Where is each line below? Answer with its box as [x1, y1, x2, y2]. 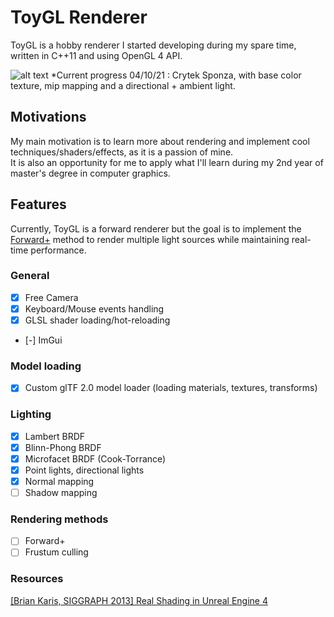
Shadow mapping [24, 487, 98, 499]
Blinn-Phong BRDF [24, 441, 102, 453]
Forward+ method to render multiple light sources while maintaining [10, 233, 290, 245]
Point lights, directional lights [24, 464, 145, 476]
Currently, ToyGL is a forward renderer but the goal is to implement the [10, 222, 302, 235]
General [10, 269, 50, 283]
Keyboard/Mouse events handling [24, 302, 165, 315]
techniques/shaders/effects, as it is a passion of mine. [10, 146, 234, 158]
